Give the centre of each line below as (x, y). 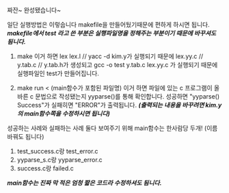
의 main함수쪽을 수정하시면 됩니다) (64, 114)
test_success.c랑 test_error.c (57, 151)
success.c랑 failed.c (45, 168)
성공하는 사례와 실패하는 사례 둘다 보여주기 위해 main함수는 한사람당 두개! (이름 (112, 128)
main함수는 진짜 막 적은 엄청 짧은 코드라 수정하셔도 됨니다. (84, 183)
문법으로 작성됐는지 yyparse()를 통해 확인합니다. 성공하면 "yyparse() (127, 96)
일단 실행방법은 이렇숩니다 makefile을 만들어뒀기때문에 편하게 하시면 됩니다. (108, 25)
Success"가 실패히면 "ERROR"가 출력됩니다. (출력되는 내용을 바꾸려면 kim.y (119, 105)
